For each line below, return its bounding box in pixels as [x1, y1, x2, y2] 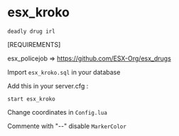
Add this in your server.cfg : [7, 81, 89, 90]
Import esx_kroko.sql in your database [7, 68, 121, 76]
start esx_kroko [7, 95, 55, 103]
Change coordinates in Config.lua [7, 108, 108, 116]
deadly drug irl [7, 28, 55, 35]
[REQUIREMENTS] [7, 40, 61, 48]
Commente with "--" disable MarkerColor [7, 122, 126, 130]
